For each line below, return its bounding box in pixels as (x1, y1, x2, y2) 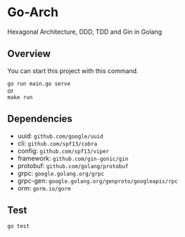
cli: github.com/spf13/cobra (17, 139, 98, 148)
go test (7, 223, 30, 230)
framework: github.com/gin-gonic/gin (17, 154, 129, 162)
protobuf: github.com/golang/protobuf (17, 161, 129, 169)
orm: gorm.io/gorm (17, 184, 71, 192)
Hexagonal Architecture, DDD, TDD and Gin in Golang (7, 27, 162, 36)
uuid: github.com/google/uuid (17, 132, 103, 140)
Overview (7, 48, 51, 60)
